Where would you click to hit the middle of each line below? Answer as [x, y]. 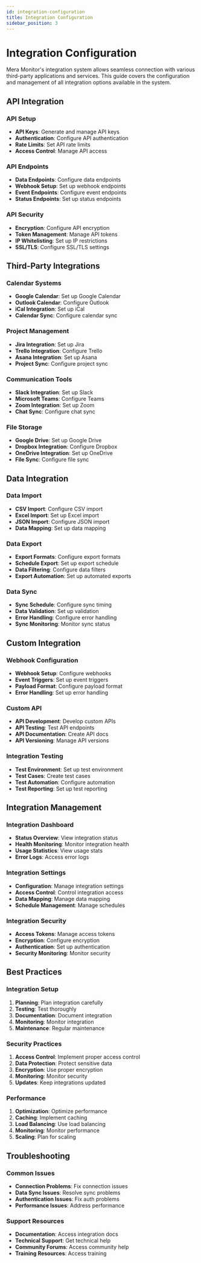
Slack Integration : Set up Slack [54, 392]
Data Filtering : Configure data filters [60, 570]
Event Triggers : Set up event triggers [62, 680]
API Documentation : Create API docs [62, 734]
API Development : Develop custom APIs [65, 721]
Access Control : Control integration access [69, 892]
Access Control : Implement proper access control [78, 1057]
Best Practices [34, 972]
